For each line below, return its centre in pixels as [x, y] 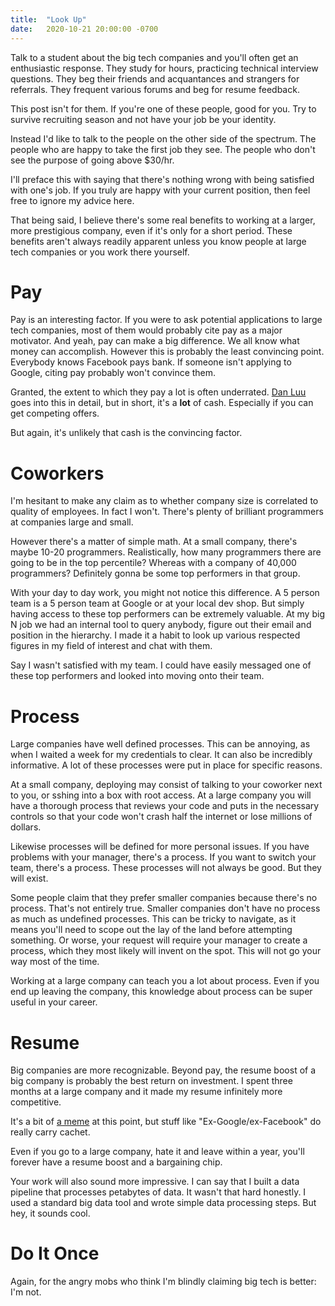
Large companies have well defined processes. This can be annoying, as [160, 744]
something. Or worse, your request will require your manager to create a [159, 940]
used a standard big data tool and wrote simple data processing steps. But [163, 1203]
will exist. [29, 878]
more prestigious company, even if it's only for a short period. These [151, 230]
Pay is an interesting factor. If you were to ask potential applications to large [166, 320]
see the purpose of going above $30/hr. [92, 160]
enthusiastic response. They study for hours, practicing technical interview [164, 68]
